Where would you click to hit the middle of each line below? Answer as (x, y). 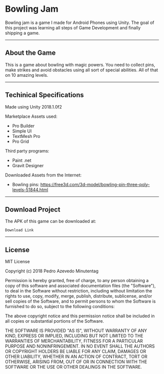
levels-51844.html (30, 190)
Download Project (33, 209)
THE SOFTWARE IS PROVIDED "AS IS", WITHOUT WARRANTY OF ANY (76, 330)
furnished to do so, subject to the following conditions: (60, 307)
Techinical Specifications (44, 95)
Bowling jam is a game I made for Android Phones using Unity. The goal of (80, 22)
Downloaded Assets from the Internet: (43, 175)
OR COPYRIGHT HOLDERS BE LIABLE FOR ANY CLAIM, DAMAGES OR (76, 352)
